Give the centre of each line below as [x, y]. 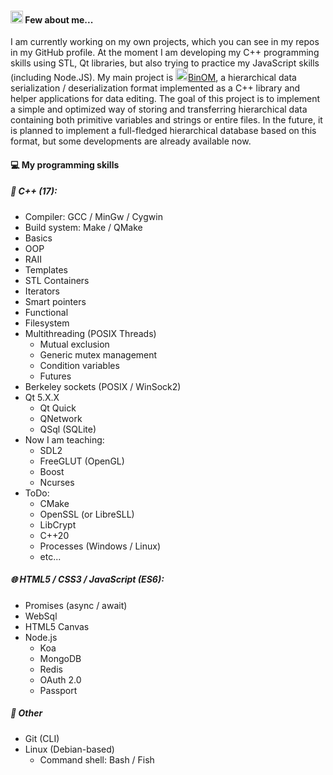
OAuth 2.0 [60, 679]
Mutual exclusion [74, 344]
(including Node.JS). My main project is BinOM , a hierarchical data [153, 78]
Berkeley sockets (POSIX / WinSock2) [103, 386]
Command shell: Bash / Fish [97, 759]
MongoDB [60, 658]
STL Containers [57, 280]
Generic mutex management [98, 354]
